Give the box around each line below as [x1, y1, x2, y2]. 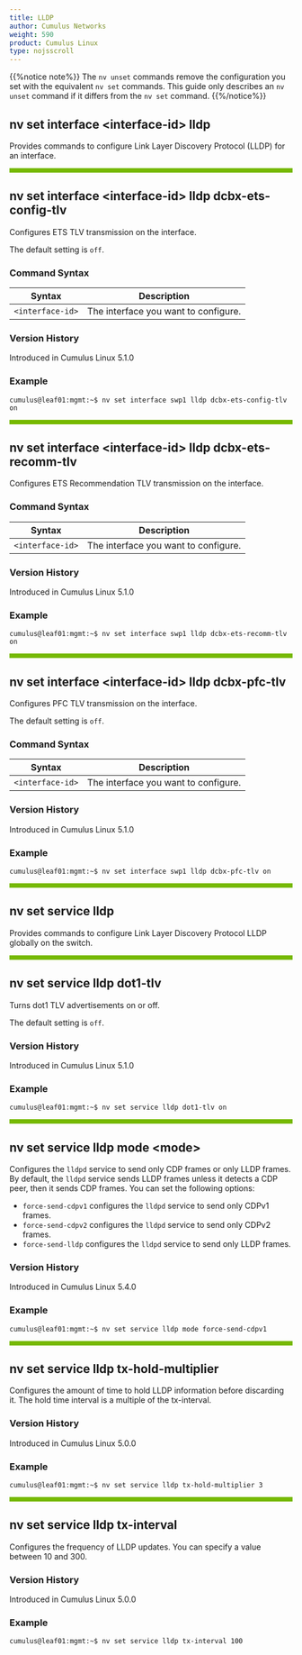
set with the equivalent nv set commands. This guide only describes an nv [9, 81, 285, 92]
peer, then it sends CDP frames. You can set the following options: [9, 1183, 255, 1194]
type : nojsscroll [9, 47, 75, 56]
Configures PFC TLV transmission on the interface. [9, 698, 198, 709]
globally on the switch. [9, 937, 93, 948]
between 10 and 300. [9, 1550, 88, 1561]
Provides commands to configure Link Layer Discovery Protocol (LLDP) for [9, 141, 286, 151]
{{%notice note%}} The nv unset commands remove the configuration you [9, 71, 286, 82]
